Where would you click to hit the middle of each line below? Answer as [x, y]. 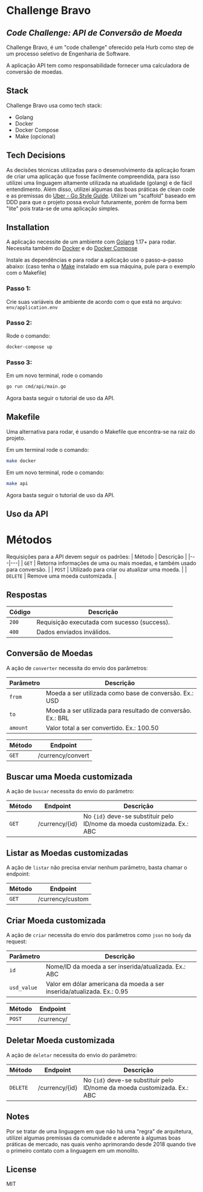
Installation [28, 227]
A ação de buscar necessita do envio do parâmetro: [70, 791]
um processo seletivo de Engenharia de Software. [68, 54]
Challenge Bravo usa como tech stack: [54, 105]
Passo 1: [19, 289]
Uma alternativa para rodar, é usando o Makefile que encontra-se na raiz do [101, 431]
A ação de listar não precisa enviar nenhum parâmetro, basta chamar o [97, 868]
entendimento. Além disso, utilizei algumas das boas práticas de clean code [101, 189]
